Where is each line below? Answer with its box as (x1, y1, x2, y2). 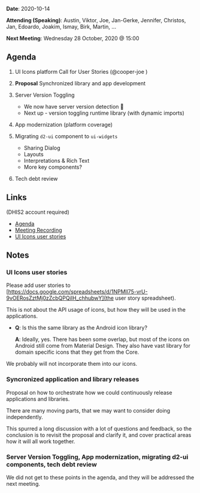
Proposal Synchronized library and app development (14, 79, 146, 86)
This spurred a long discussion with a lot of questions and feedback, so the (6, 425, 192, 432)
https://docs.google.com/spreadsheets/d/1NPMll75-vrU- (8, 288, 148, 295)
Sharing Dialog (23, 144, 61, 151)
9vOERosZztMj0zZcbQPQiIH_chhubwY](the (6, 294, 114, 302)
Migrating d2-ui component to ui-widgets (14, 132, 118, 140)
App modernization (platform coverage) (14, 121, 113, 128)
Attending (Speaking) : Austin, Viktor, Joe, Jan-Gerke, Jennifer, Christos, (6, 17, 186, 23)
